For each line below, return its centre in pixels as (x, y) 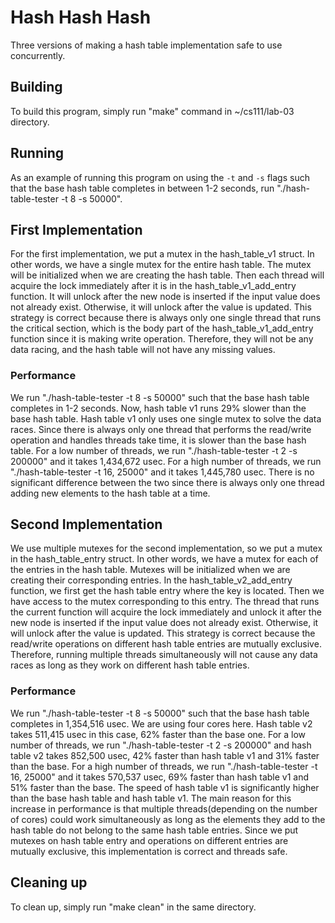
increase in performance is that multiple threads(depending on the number (164, 808)
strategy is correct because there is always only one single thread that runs (166, 318)
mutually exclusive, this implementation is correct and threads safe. (149, 851)
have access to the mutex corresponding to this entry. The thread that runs (165, 602)
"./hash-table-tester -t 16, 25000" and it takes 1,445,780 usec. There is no (162, 472)
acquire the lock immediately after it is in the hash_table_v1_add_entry (153, 286)
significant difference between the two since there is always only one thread (167, 482)
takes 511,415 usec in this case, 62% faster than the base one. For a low (158, 734)
